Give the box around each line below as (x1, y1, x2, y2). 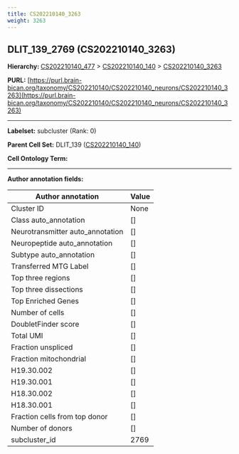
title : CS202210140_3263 (7, 10, 81, 18)
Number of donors (11, 423, 73, 433)
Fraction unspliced (11, 342, 73, 352)
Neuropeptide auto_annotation (11, 238, 112, 248)
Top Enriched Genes (11, 296, 80, 306)
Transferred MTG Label (11, 261, 89, 271)
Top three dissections (11, 285, 83, 295)
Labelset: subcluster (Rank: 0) (7, 127, 97, 135)
